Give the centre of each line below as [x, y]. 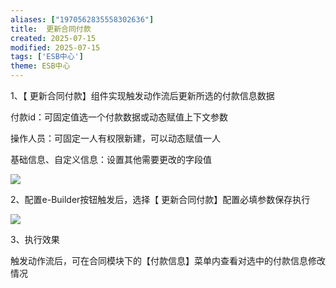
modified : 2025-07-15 [55, 47]
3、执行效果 [35, 239]
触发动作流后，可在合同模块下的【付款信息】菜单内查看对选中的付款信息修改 [168, 260]
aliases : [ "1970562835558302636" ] [82, 19]
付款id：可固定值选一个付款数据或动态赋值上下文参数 [119, 117]
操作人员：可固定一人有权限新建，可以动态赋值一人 [115, 138]
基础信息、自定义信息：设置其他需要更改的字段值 [111, 159]
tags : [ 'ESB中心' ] [47, 57]
